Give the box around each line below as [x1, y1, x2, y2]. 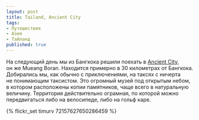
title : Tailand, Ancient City [6, 14, 81, 20]
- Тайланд [6, 36, 31, 42]
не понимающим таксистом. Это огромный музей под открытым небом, [6, 77, 191, 84]
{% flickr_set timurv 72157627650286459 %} [6, 108, 117, 115]
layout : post [6, 8, 39, 15]
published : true [6, 42, 46, 48]
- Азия [6, 31, 23, 37]
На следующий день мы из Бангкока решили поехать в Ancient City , [6, 58, 179, 65]
